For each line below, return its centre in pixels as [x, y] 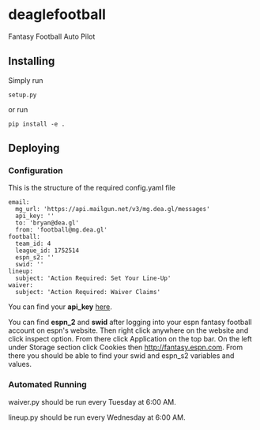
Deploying [34, 148]
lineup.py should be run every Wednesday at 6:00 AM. [97, 417]
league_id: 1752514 [47, 251]
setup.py [23, 95]
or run [18, 109]
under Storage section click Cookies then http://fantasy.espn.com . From [126, 347]
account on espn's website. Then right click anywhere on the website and [128, 330]
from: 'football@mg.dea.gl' [62, 230]
